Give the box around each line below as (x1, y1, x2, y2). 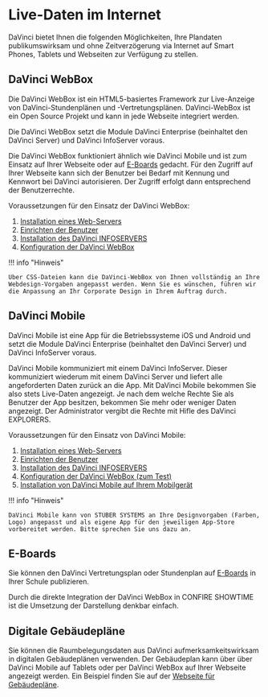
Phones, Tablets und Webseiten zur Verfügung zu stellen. (8, 49, 198, 59)
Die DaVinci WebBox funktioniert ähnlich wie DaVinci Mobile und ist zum (8, 151, 247, 160)
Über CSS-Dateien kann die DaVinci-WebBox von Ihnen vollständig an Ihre (8, 273, 261, 281)
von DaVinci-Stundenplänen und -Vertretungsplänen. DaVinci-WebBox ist (8, 102, 251, 112)
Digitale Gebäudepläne (8, 624, 126, 637)
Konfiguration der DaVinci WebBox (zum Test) (19, 471, 173, 480)
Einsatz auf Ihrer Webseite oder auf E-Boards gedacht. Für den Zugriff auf (8, 159, 254, 169)
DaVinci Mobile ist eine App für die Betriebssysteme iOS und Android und (8, 330, 251, 340)
